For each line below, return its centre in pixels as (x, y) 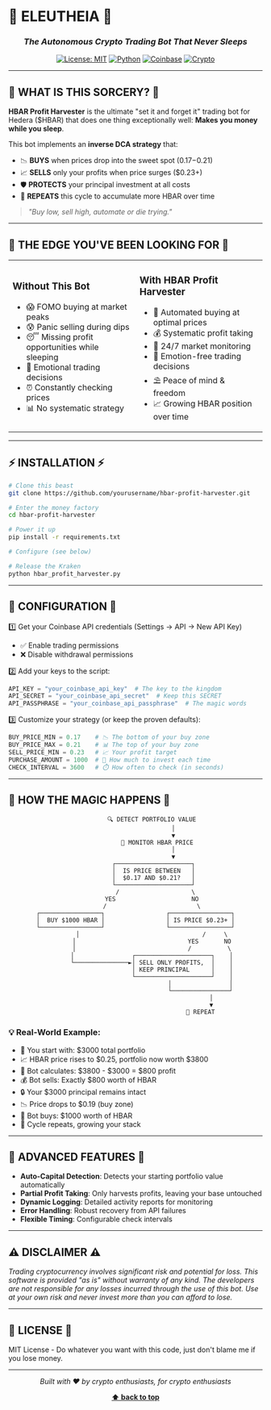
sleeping (42, 357)
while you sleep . (36, 129)
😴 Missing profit (60, 336)
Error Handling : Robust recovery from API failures (103, 1211)
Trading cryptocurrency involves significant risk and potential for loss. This (133, 1272)
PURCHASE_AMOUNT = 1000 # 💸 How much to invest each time (110, 760)
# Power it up (32, 530)
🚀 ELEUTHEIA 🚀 (60, 17)
